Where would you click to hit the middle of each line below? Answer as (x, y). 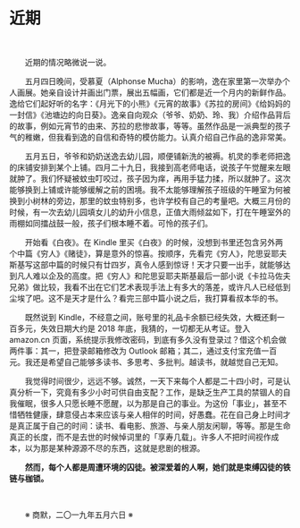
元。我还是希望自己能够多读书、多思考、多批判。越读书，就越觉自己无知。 (146, 362)
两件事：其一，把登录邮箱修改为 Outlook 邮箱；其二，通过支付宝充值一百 (143, 351)
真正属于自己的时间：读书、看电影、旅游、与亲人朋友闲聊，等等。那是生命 (154, 425)
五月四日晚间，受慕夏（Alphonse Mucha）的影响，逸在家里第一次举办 (154, 81)
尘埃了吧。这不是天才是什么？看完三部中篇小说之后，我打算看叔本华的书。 (146, 298)
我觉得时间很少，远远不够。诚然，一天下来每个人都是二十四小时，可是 (154, 380)
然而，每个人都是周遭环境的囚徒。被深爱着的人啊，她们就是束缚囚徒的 (154, 467)
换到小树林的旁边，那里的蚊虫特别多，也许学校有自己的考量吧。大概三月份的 (150, 200)
